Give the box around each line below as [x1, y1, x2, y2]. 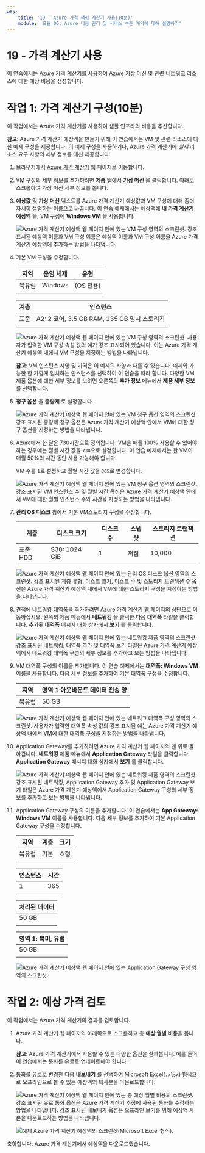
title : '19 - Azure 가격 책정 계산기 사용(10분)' [18, 15, 133, 21]
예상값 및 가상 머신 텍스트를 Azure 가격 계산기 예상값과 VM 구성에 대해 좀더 [15, 197, 195, 204]
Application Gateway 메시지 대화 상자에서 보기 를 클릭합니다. [15, 758, 164, 765]
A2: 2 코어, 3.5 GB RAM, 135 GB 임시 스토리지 [36, 315, 165, 323]
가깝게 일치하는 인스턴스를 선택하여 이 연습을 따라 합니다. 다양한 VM [33, 370, 195, 377]
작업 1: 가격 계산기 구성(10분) [7, 101, 144, 115]
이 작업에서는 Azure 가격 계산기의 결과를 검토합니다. [7, 1017, 131, 1024]
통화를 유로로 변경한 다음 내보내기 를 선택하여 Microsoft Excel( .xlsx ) [15, 1071, 181, 1078]
